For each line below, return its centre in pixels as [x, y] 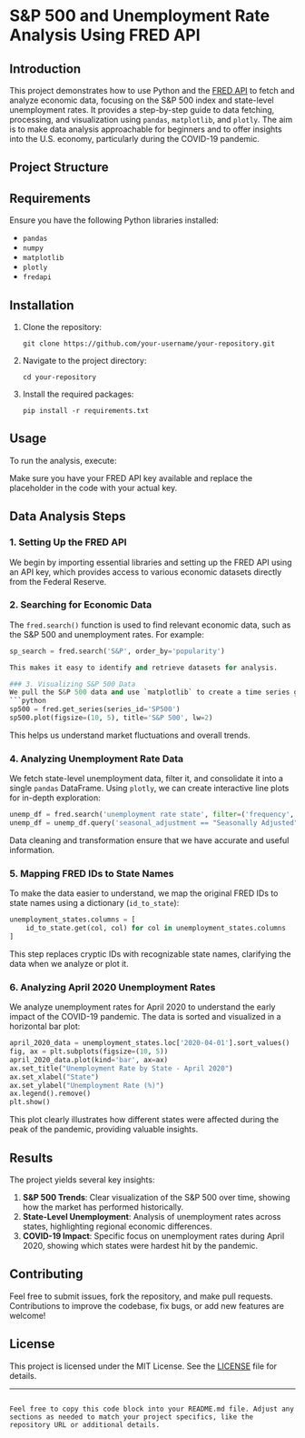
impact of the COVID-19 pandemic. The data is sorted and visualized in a [145, 1017]
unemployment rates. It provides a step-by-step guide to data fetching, [142, 110]
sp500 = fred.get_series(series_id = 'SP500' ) [95, 709]
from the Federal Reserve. [58, 581]
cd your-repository [59, 377]
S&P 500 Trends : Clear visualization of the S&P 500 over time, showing [156, 1198]
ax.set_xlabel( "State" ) [54, 1077]
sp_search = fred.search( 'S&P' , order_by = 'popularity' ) [117, 651]
